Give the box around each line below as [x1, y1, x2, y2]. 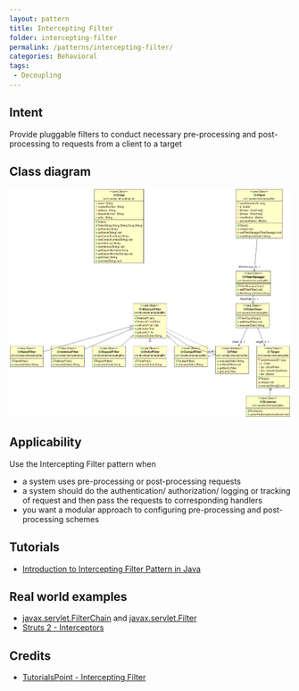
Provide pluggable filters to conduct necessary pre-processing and [9, 129, 257, 139]
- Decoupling [12, 71, 62, 80]
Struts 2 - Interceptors [21, 622, 104, 633]
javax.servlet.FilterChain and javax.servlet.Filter [21, 612, 197, 624]
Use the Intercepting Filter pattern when [9, 458, 156, 469]
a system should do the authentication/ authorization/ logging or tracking [21, 485, 291, 495]
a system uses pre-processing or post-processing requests [21, 476, 241, 487]
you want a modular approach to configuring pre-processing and [21, 504, 262, 515]
